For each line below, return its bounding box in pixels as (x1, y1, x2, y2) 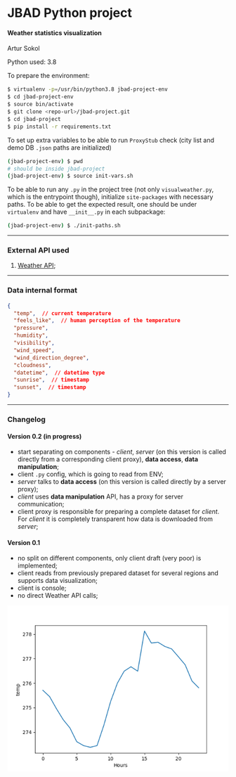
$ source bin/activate (7, 101, 74, 108)
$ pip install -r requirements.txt (7, 123, 112, 130)
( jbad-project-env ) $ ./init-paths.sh (7, 222, 121, 229)
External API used (7, 245, 70, 255)
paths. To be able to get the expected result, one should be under (7, 200, 197, 209)
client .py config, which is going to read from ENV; (17, 470, 164, 479)
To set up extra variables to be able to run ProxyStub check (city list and (7, 136, 215, 144)
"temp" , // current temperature (13, 309, 112, 317)
